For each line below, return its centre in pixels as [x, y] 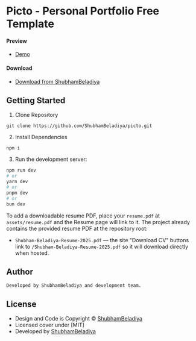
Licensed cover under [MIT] [49, 325]
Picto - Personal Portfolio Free [83, 11]
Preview [17, 41]
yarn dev [17, 182]
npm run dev [21, 170]
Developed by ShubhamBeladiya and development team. [74, 286]
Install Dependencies [41, 137]
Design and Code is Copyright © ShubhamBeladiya [79, 319]
